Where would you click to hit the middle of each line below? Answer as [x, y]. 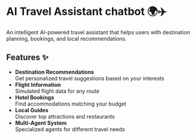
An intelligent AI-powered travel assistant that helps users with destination [98, 32]
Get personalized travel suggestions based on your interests [90, 78]
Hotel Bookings [35, 97]
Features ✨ [27, 58]
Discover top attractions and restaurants [65, 116]
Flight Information [38, 84]
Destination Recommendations [54, 72]
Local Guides [32, 110]
